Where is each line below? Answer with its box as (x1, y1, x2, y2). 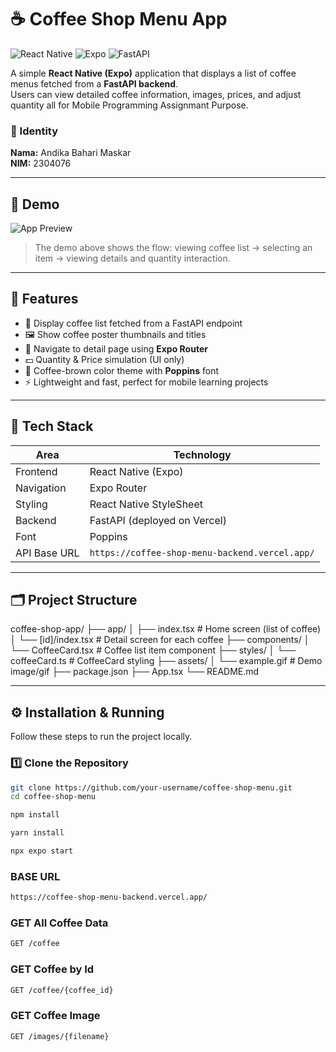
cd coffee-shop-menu (10, 792, 97, 802)
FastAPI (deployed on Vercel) (89, 513, 227, 527)
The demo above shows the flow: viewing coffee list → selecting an (34, 242, 313, 254)
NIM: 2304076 (10, 157, 72, 170)
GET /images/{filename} (10, 1031, 110, 1041)
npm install (10, 810, 60, 820)
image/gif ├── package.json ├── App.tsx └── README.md (10, 666, 260, 678)
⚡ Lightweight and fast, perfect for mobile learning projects (24, 376, 269, 388)
